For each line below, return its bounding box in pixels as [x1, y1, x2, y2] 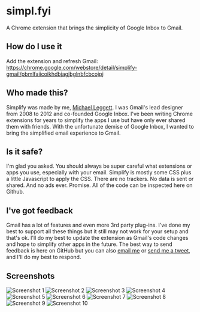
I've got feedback [6, 206, 73, 216]
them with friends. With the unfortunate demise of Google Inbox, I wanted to [6, 123, 195, 130]
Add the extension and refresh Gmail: [6, 57, 98, 64]
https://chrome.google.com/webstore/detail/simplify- [6, 64, 138, 71]
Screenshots [6, 271, 55, 281]
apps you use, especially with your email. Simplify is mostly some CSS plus [6, 169, 192, 176]
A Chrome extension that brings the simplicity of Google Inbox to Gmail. [6, 24, 183, 31]
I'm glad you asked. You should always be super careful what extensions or [6, 162, 193, 170]
